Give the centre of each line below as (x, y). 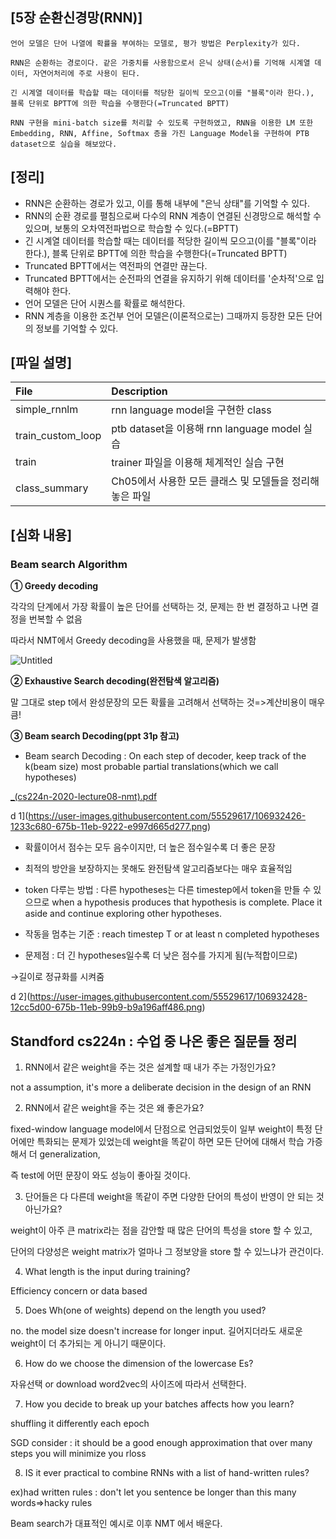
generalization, (70, 1154)
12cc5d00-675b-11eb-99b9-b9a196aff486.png (106, 1007)
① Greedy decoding (54, 586)
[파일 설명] (41, 363)
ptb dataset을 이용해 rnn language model (206, 429)
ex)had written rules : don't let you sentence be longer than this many (153, 1492)
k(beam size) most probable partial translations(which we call (151, 767)
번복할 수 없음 (55, 619)
